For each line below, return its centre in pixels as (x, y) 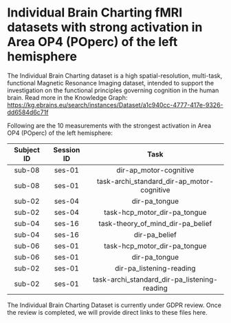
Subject (26, 149)
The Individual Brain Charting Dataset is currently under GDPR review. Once (114, 305)
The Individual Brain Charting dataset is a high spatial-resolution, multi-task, (115, 75)
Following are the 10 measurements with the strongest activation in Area (109, 125)
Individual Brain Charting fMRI (95, 13)
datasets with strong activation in (105, 27)
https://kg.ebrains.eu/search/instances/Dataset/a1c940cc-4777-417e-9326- (115, 105)
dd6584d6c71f (28, 112)
